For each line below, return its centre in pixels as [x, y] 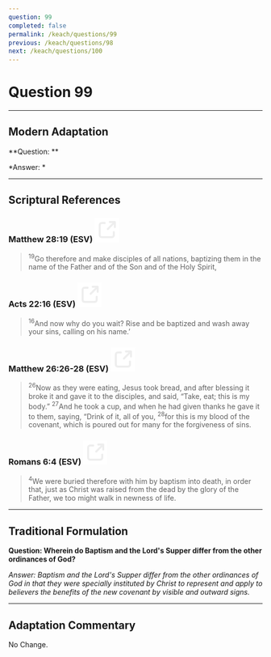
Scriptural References [65, 200]
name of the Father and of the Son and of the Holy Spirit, [123, 267]
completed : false [38, 25]
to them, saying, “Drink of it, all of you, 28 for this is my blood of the [139, 415]
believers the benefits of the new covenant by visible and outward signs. [129, 592]
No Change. [28, 645]
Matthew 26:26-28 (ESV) [58, 369]
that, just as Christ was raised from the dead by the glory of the [133, 490]
